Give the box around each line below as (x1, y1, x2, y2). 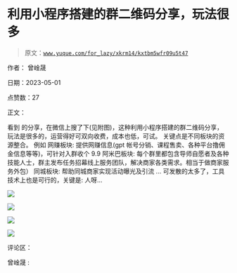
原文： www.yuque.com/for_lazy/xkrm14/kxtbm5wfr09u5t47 (24, 48, 188, 57)
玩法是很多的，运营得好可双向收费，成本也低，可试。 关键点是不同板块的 (7, 131, 219, 140)
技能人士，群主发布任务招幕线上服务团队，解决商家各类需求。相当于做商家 (7, 158, 223, 166)
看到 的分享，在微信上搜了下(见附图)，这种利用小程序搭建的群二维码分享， (7, 123, 224, 131)
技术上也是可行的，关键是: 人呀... (7, 175, 103, 184)
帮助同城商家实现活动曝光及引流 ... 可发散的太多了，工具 (61, 166, 225, 175)
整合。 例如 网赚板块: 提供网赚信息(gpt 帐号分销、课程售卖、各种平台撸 (13, 140, 219, 149)
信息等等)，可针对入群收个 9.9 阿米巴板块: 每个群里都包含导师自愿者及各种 (13, 149, 229, 158)
